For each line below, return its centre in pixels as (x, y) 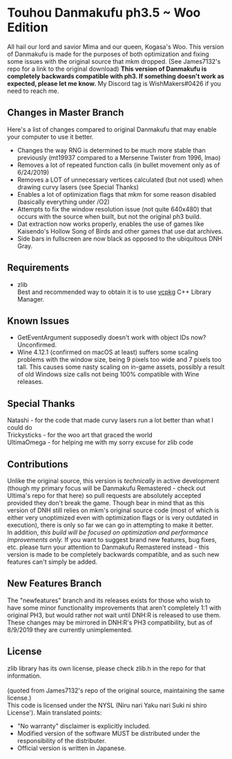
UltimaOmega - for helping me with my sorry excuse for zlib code (100, 442)
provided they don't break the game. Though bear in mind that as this (106, 503)
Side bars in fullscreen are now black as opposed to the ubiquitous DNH (119, 238)
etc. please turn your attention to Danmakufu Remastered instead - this (108, 547)
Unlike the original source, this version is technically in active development (113, 481)
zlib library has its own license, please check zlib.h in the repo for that (106, 668)
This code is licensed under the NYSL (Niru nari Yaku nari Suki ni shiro (107, 705)
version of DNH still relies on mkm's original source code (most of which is (113, 510)
